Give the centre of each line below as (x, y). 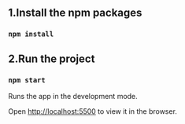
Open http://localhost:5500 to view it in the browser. (92, 111)
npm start (27, 80)
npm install (31, 34)
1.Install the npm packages (75, 13)
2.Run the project (52, 58)
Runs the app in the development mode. (73, 96)
